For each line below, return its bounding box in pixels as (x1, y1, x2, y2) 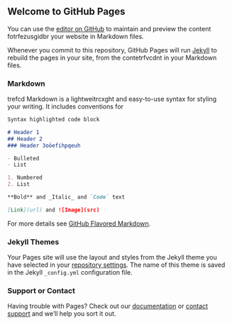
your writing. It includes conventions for (7, 102, 124, 111)
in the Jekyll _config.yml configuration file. (7, 268, 133, 277)
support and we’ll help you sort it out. (7, 309, 116, 318)
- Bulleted (7, 155, 40, 162)
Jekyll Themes (7, 237, 60, 247)
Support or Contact (7, 286, 76, 296)
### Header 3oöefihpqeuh (7, 142, 81, 149)
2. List (7, 181, 31, 188)
